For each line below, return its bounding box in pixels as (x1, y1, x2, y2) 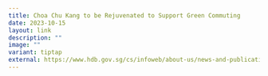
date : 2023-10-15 (8, 19, 66, 27)
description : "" (8, 33, 62, 42)
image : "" (8, 41, 41, 49)
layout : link (8, 26, 52, 34)
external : (8, 56, 41, 64)
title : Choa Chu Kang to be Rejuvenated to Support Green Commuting (8, 11, 241, 20)
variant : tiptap (8, 48, 62, 56)
